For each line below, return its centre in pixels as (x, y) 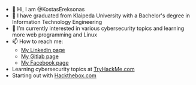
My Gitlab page (40, 56)
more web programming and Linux (55, 35)
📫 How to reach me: (37, 41)
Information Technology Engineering (57, 22)
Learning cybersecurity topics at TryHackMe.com (73, 69)
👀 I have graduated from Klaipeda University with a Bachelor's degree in (101, 16)
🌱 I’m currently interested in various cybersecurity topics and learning (98, 28)
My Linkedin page (43, 50)
